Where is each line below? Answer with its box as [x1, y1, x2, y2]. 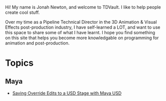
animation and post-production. [5, 40, 70, 46]
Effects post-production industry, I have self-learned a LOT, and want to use [5, 24, 161, 30]
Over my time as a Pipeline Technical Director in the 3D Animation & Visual [5, 19, 157, 25]
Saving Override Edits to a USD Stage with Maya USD [12, 90, 122, 96]
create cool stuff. [5, 9, 40, 15]
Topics [5, 57, 34, 69]
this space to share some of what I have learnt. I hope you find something [5, 30, 155, 35]
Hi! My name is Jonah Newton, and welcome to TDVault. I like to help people [5, 4, 161, 10]
